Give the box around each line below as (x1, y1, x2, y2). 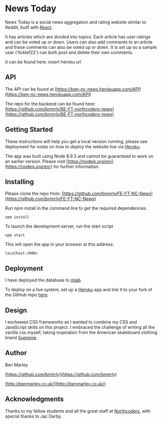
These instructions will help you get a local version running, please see (5, 138, 148, 144)
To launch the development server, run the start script (5, 223, 114, 229)
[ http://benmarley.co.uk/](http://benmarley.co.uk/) (5, 380, 106, 387)
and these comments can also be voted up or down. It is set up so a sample (5, 44, 157, 50)
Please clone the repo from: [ (5, 190, 64, 196)
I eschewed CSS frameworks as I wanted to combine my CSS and (5, 319, 138, 325)
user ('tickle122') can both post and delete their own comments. (5, 49, 134, 55)
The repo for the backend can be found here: (5, 101, 96, 107)
